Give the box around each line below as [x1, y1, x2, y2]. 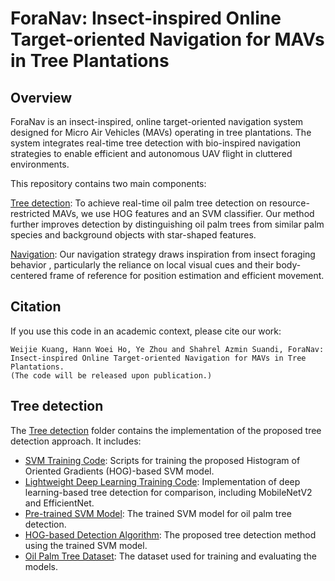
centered [10, 270, 48, 281]
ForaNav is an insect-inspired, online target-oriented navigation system [10, 116, 304, 127]
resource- [268, 197, 310, 209]
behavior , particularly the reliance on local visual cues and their [10, 259, 274, 271]
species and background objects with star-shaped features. [10, 229, 257, 241]
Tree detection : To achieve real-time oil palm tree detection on [10, 197, 267, 209]
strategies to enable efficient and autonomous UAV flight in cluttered [10, 148, 293, 159]
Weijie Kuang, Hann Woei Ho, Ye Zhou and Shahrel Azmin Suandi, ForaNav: [10, 344, 325, 354]
